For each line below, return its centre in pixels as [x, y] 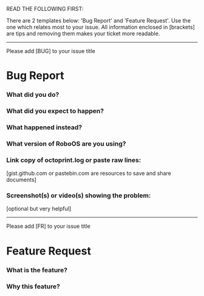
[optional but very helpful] [39, 209]
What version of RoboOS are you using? [66, 144]
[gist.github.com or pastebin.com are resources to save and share [89, 174]
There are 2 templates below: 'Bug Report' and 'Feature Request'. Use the [99, 20]
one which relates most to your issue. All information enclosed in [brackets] [101, 27]
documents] [21, 180]
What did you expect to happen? [55, 111]
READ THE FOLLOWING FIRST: [45, 9]
